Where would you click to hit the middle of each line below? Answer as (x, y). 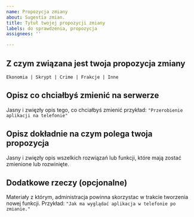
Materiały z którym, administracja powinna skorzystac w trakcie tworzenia (97, 197)
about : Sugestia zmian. (36, 17)
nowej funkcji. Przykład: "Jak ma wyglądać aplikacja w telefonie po (91, 203)
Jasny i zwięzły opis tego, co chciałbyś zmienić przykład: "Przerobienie (95, 110)
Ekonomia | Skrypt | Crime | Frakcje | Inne (62, 77)
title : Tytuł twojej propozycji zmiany (56, 23)
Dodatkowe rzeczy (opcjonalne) (67, 183)
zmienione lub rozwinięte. (38, 164)
